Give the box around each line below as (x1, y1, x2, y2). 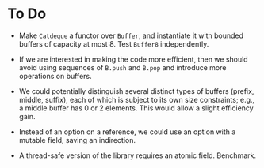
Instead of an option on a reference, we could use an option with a (18, 127, 236, 136)
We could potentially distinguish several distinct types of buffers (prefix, (18, 86, 254, 95)
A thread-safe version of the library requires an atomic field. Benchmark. (18, 151, 257, 160)
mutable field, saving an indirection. (18, 135, 136, 144)
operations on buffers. (18, 71, 92, 80)
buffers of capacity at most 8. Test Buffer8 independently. (18, 39, 209, 48)
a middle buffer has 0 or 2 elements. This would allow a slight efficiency (18, 103, 254, 113)
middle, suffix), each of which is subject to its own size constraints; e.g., (18, 95, 255, 104)
